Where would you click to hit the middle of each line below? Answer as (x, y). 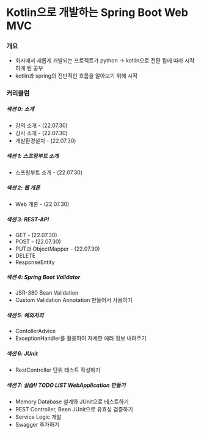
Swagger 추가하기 (37, 425)
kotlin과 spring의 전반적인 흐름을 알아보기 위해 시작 (76, 76)
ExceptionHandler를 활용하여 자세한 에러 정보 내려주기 (81, 338)
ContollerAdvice (35, 331)
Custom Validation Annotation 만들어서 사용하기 (74, 300)
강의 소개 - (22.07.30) (42, 125)
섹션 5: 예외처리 (25, 315)
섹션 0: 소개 (20, 109)
